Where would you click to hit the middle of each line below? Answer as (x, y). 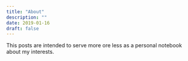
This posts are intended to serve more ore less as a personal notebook (94, 45)
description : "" (27, 17)
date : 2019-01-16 (28, 23)
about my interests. (30, 52)
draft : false (23, 28)
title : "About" (25, 12)
